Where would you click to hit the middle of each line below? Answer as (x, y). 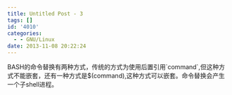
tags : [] (20, 20)
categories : (25, 33)
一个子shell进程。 (33, 84)
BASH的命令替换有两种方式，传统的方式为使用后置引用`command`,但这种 (113, 67)
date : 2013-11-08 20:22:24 (47, 46)
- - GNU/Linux (34, 40)
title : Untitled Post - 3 (45, 14)
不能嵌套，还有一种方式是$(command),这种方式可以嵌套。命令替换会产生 (119, 75)
